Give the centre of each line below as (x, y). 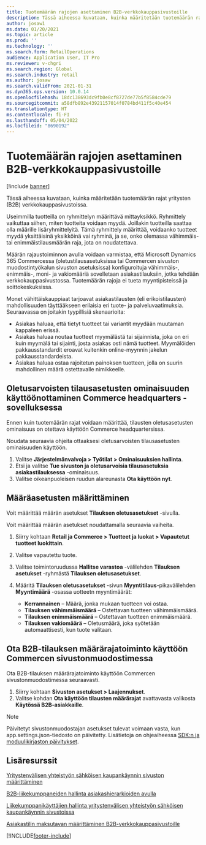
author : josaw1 (26, 23)
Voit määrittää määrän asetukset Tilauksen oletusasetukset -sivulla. (93, 513)
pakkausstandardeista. (44, 357)
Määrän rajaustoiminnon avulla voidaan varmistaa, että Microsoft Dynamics (101, 254)
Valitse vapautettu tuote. (46, 555)
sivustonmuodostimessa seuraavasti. (53, 680)
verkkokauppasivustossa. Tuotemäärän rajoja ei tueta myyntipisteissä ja (97, 281)
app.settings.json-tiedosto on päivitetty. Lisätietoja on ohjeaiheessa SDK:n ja (103, 735)
